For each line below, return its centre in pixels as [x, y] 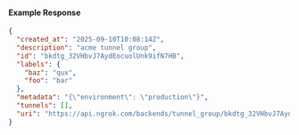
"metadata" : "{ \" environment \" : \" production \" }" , [112, 98]
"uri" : [29, 114]
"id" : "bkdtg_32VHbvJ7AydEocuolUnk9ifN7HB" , [100, 56]
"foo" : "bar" [49, 81]
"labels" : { [39, 64]
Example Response [45, 12]
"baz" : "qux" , [50, 72]
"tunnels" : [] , [45, 106]
